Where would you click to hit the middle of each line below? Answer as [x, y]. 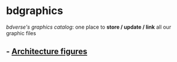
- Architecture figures [47, 52]
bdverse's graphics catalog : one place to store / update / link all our [89, 27]
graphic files [21, 33]
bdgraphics [35, 11]
